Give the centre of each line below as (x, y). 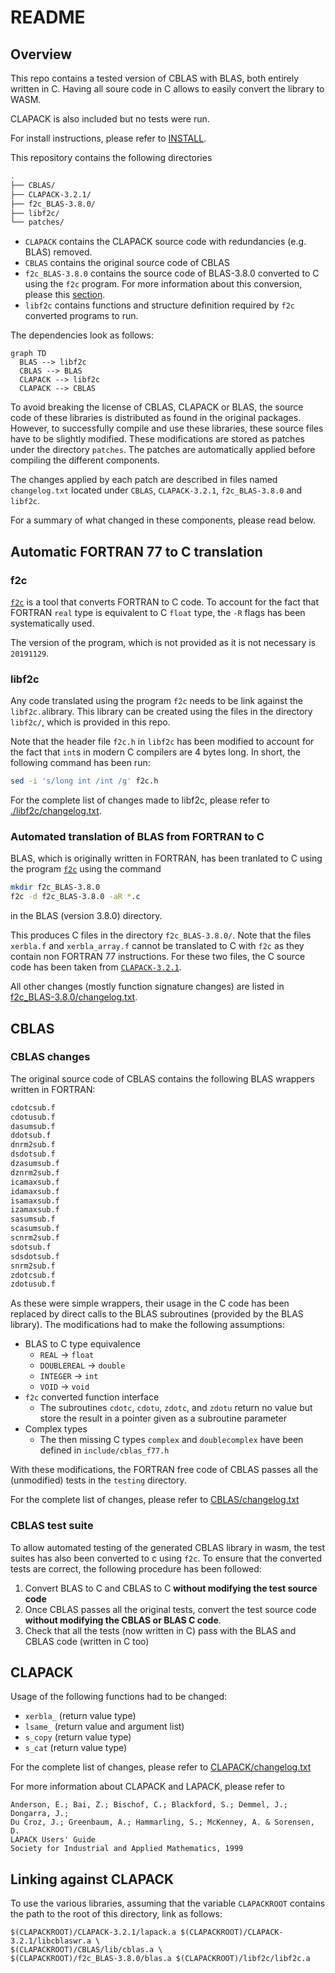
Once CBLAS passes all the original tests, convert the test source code (170, 1609)
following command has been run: (80, 763)
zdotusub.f (33, 1284)
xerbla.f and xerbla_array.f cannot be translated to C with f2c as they (157, 946)
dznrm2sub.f (35, 1172)
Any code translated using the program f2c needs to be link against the (157, 701)
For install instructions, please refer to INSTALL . (108, 138)
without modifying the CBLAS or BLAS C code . (123, 1620)
